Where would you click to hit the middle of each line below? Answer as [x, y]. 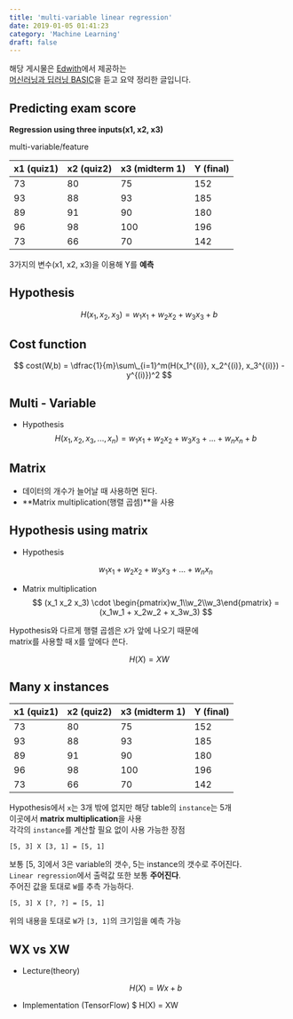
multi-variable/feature [49, 147]
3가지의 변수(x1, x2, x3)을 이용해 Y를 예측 [82, 265]
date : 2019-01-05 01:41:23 [59, 26]
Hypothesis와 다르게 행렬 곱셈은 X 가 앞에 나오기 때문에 [104, 630]
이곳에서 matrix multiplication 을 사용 [75, 819]
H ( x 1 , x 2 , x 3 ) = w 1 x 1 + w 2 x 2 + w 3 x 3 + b [149, 315]
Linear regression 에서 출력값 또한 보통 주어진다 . [95, 875]
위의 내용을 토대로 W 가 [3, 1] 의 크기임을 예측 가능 [95, 921]
